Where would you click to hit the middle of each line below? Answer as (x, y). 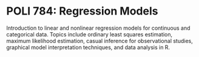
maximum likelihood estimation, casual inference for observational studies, (99, 41)
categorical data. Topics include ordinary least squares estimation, (89, 34)
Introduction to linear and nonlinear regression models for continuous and (98, 28)
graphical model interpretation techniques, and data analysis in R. (88, 47)
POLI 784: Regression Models (82, 11)
